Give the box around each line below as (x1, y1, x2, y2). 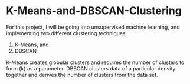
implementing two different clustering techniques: (6, 29, 127, 36)
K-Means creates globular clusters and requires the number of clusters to (6, 59, 185, 66)
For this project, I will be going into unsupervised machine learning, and (6, 23, 180, 31)
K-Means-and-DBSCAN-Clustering (6, 4, 182, 18)
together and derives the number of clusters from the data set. (6, 71, 158, 78)
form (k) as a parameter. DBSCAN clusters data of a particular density (6, 65, 176, 72)
